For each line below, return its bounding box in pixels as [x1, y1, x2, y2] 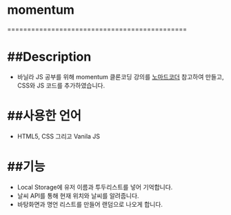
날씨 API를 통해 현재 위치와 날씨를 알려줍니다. [17, 192, 139, 200]
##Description [7, 49, 92, 65]
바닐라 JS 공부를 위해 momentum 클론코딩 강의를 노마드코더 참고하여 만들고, [17, 72, 224, 81]
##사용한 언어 [7, 108, 81, 124]
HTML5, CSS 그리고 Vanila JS [17, 132, 101, 140]
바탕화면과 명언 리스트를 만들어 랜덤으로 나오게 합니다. [17, 200, 163, 208]
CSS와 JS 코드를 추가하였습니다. [17, 81, 106, 90]
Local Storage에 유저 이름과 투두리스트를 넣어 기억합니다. [17, 183, 173, 191]
